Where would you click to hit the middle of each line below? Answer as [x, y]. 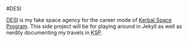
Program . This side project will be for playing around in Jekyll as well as [94, 26]
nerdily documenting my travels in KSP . [54, 33]
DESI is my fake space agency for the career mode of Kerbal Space [89, 20]
